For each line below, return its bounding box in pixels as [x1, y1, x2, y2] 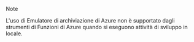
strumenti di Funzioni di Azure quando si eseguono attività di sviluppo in [6, 24, 188, 30]
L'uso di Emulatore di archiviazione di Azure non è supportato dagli [6, 17, 175, 24]
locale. [6, 30, 23, 37]
